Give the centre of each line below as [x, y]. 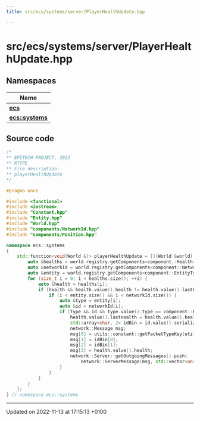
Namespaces [31, 81]
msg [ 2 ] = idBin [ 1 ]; [94, 345]
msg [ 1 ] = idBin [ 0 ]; [94, 339]
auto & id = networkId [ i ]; [91, 306]
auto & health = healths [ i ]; [73, 284]
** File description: [33, 169]
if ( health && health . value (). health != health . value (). [110, 289]
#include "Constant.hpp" [37, 213]
